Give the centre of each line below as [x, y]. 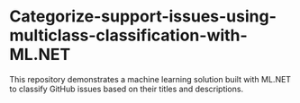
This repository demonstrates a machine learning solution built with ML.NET [150, 79]
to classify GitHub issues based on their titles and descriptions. [127, 89]
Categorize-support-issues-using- [143, 17]
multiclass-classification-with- [128, 35]
